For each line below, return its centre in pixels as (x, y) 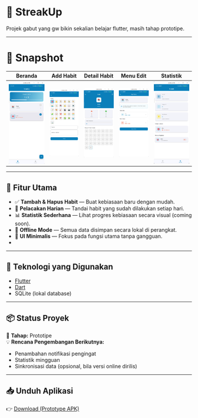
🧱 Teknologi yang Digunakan (60, 266)
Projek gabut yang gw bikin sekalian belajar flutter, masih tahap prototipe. (95, 28)
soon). (22, 223)
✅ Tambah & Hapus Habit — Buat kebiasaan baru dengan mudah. (95, 202)
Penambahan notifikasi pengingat (55, 354)
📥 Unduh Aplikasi (40, 391)
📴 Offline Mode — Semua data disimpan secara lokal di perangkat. (96, 230)
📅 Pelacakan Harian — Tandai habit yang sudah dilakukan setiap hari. (99, 209)
